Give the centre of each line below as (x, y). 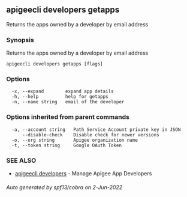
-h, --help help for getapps (60, 97)
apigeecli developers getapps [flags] (55, 64)
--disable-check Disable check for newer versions (91, 135)
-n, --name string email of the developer (68, 102)
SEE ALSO (21, 160)
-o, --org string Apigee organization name (75, 140)
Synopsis (20, 40)
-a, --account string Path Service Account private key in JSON (96, 129)
